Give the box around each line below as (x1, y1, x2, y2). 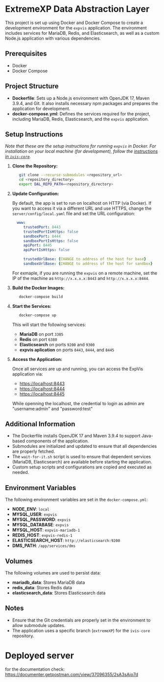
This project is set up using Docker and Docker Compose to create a (5, 20, 143, 26)
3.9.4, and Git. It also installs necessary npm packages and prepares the (12, 100, 158, 106)
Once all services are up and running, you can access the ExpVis (12, 366, 143, 372)
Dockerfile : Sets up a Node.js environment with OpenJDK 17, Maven (12, 95, 150, 101)
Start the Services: (12, 303, 51, 309)
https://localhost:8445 (19, 391, 65, 397)
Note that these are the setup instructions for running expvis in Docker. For (5, 143, 157, 149)
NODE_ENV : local (12, 506, 50, 512)
